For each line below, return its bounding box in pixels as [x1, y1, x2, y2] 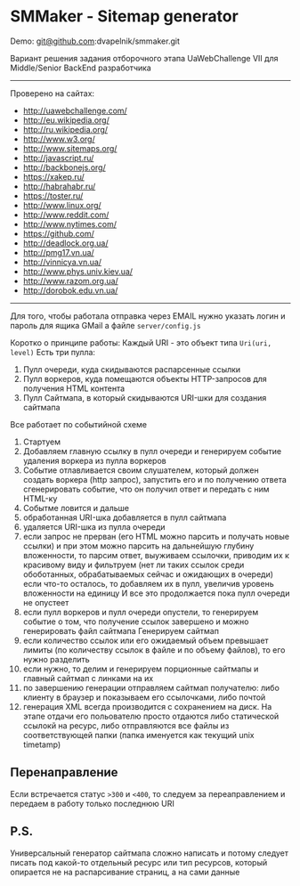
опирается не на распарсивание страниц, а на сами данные [10, 866, 240, 877]
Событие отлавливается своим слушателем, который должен [22, 465, 259, 476]
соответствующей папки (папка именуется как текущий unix [22, 729, 255, 740]
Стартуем [22, 436, 61, 447]
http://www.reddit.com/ [22, 209, 109, 220]
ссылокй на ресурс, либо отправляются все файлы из [22, 719, 230, 731]
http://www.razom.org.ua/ [22, 275, 118, 286]
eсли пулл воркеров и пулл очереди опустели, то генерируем [22, 606, 259, 617]
